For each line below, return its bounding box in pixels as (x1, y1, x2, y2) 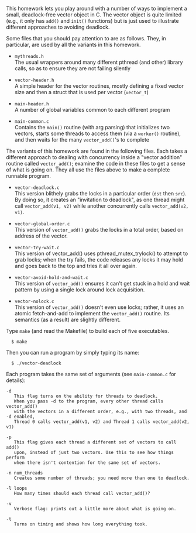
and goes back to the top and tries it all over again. (14, 263, 137, 269)
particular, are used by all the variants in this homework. (6, 41, 142, 48)
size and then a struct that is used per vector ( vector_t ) (14, 89, 149, 95)
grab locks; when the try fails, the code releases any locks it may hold (14, 256, 183, 263)
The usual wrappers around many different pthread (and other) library (14, 59, 183, 66)
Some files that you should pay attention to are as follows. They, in (6, 35, 166, 42)
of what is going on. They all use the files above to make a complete (6, 166, 170, 173)
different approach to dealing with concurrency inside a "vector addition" (6, 154, 183, 160)
